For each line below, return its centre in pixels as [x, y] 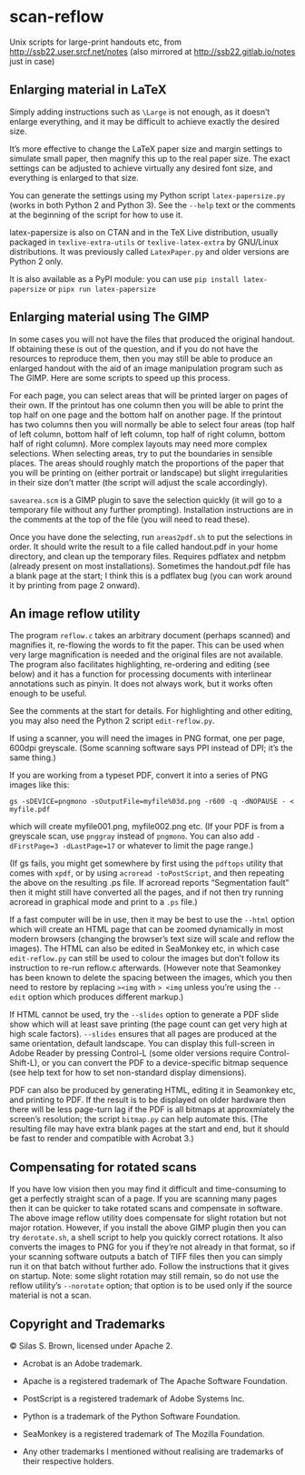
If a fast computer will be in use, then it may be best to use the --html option [152, 919]
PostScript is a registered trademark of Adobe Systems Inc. [133, 1399]
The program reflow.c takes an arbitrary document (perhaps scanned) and [150, 636]
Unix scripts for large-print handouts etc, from [96, 42]
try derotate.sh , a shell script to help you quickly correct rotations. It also [146, 1238]
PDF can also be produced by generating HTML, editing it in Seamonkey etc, [152, 1090]
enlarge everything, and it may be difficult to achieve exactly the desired [144, 121]
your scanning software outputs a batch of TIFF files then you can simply [146, 1257]
